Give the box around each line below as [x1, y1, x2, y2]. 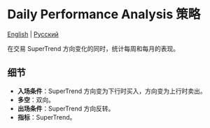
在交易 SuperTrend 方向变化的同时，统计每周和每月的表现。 [7, 44, 180, 52]
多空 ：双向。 [17, 95, 55, 104]
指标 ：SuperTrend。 [17, 113, 76, 121]
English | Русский [7, 29, 59, 38]
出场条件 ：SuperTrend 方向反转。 [17, 104, 115, 113]
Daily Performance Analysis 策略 [7, 6, 201, 22]
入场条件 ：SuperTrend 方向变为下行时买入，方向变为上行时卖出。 [17, 87, 206, 95]
